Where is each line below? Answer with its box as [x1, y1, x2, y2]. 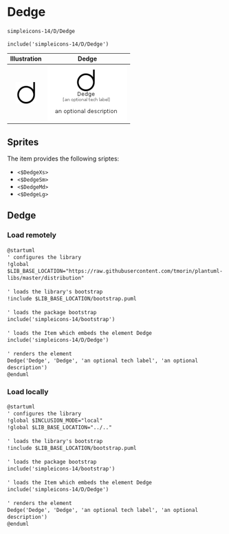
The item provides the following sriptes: [7, 154, 120, 163]
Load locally [7, 387, 49, 396]
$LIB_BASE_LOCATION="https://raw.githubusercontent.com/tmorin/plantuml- [7, 267, 223, 274]
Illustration [10, 54, 43, 63]
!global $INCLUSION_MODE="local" [7, 417, 103, 424]
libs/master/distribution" [7, 274, 85, 281]
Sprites [7, 136, 39, 148]
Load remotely [7, 230, 57, 240]
